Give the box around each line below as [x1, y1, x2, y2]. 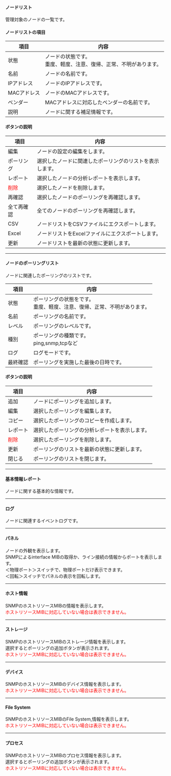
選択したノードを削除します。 [37, 184, 108, 191]
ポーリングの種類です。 [33, 332, 89, 339]
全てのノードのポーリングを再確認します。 [37, 207, 138, 214]
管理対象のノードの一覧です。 [5, 16, 68, 22]
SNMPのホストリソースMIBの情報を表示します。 [5, 602, 106, 608]
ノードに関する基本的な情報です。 [5, 488, 76, 494]
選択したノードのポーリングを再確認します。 [37, 194, 144, 201]
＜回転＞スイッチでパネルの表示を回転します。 [5, 573, 103, 579]
